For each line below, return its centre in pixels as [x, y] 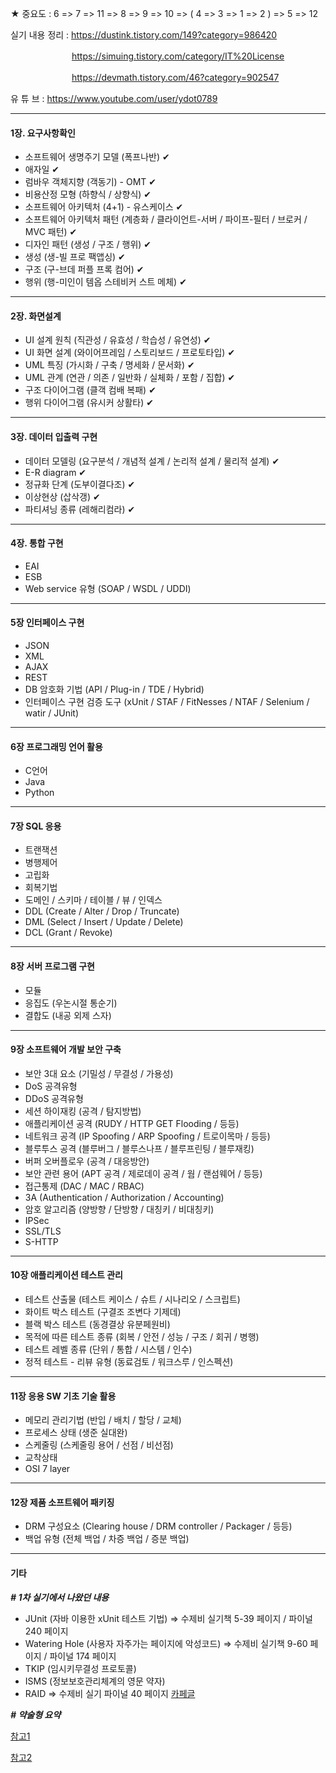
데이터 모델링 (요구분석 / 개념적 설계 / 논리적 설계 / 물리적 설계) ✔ [152, 461]
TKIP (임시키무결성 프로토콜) [80, 1668]
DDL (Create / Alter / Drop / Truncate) [102, 911]
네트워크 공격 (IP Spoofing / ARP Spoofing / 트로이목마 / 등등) [147, 1136]
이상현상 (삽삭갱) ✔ [62, 496]
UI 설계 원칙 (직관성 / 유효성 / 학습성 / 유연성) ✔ [118, 340]
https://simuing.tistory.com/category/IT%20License [178, 56]
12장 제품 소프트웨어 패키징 [62, 1502]
